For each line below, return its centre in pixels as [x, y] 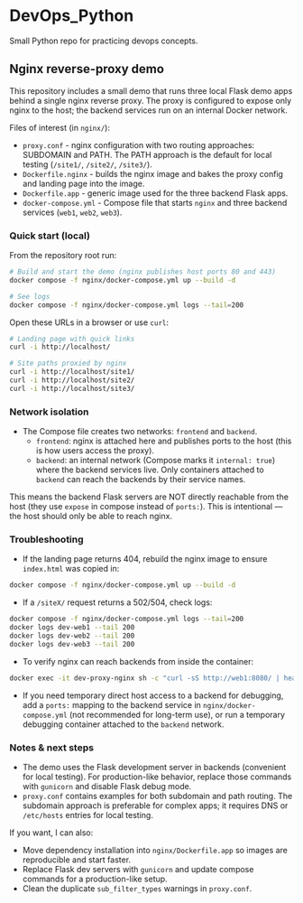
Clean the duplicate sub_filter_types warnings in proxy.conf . [137, 888]
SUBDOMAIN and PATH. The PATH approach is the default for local [147, 154]
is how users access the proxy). [95, 451]
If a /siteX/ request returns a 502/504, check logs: [117, 602]
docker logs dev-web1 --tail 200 [72, 628]
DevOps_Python [72, 16]
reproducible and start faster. [77, 860]
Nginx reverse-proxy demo [87, 69]
